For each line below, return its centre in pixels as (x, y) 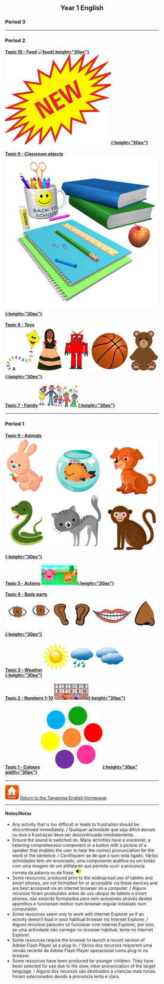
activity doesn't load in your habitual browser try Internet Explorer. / (80, 920)
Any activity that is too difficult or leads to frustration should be (75, 824)
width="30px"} (21, 772)
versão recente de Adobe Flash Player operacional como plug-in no (80, 951)
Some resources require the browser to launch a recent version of (78, 940)
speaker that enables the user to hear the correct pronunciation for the (83, 850)
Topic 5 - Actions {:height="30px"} (60, 583)
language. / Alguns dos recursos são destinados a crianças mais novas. (84, 971)
